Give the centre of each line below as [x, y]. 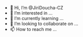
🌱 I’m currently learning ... [37, 18]
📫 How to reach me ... [33, 29]
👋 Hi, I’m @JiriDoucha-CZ [37, 8]
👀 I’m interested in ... [31, 13]
